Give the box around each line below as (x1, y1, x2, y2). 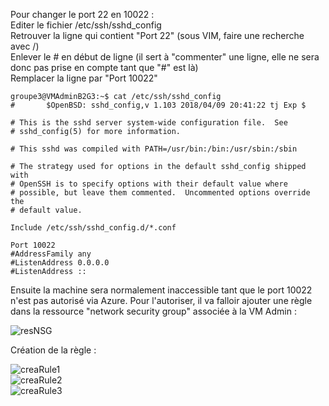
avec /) (10, 40, 40, 52)
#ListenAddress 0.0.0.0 (10, 258, 110, 268)
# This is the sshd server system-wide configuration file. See (10, 118, 288, 128)
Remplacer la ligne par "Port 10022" (10, 72, 158, 84)
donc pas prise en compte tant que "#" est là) (10, 62, 199, 73)
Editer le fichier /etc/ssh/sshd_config (10, 19, 162, 31)
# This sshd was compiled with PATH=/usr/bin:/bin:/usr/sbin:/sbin (10, 144, 298, 154)
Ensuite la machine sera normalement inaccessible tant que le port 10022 (10, 284, 313, 296)
